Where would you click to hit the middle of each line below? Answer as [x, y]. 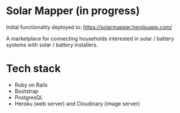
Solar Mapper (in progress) [73, 11]
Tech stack [33, 69]
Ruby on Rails [31, 85]
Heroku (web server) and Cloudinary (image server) [77, 104]
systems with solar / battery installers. [52, 45]
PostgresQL [29, 97]
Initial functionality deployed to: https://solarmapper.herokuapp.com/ [89, 27]
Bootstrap [26, 91]
